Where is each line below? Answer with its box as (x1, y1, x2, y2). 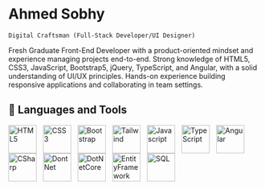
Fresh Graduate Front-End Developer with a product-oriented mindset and (8, 45, 254, 55)
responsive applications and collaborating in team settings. (8, 80, 203, 89)
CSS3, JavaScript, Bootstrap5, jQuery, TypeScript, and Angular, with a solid (8, 62, 258, 72)
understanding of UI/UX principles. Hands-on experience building (8, 71, 226, 81)
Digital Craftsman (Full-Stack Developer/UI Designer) (8, 31, 196, 39)
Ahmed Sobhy (8, 5, 105, 23)
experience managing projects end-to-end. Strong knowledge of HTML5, (8, 54, 251, 64)
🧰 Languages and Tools (8, 103, 128, 117)
